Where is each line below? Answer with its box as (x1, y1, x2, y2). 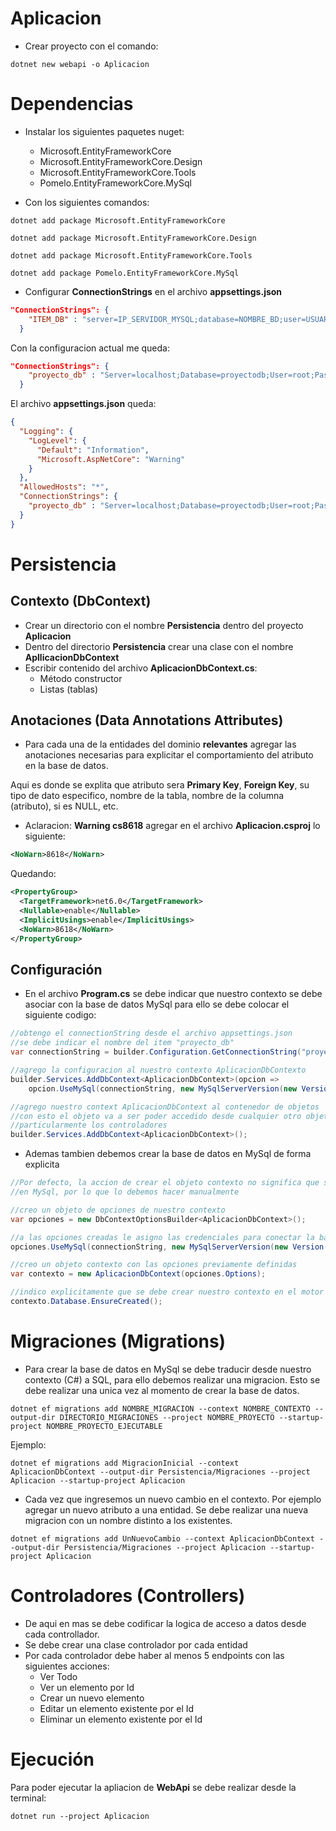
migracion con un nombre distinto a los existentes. (24, 1514, 233, 1526)
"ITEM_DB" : (28, 314, 78, 324)
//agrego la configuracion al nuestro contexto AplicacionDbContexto (10, 1065, 307, 1075)
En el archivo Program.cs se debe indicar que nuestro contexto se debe (24, 988, 323, 1000)
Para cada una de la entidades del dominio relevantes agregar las (24, 738, 297, 751)
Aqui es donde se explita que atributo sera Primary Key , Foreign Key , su (10, 779, 310, 791)
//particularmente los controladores (10, 1120, 168, 1131)
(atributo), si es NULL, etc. (10, 800, 119, 812)
